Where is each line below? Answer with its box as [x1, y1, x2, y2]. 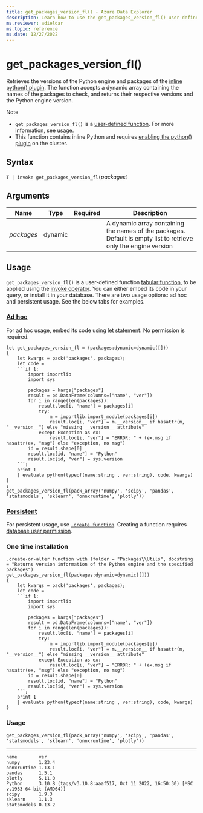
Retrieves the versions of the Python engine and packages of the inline [6, 78, 182, 85]
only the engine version [106, 242, 173, 250]
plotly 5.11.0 [6, 775, 56, 781]
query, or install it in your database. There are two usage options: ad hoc [6, 291, 187, 299]
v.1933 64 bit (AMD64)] [6, 786, 66, 792]
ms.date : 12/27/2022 [6, 32, 59, 38]
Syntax [6, 157, 34, 167]
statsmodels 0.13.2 [6, 801, 56, 808]
